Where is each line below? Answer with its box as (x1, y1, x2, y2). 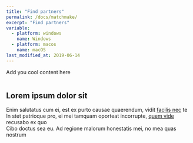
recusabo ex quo (6, 119, 47, 126)
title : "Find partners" (6, 8, 65, 15)
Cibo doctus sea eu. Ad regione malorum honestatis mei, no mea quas (6, 125, 177, 132)
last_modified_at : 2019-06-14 (6, 52, 81, 58)
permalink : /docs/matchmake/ (6, 14, 78, 20)
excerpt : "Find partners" (6, 19, 69, 25)
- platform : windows (11, 31, 62, 36)
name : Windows (16, 36, 51, 42)
